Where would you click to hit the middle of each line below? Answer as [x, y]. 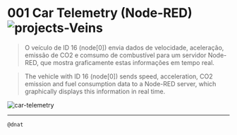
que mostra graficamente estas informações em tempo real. [127, 62]
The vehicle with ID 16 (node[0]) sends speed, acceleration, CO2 [119, 76]
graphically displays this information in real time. [95, 91]
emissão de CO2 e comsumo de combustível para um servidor [115, 55]
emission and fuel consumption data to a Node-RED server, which [120, 83]
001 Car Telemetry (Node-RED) [100, 13]
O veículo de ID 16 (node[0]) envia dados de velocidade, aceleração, [124, 47]
